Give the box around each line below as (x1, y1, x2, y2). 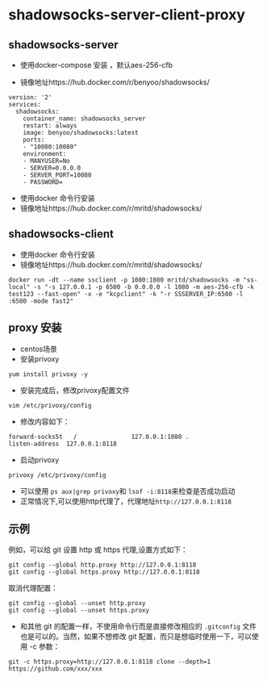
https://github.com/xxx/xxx (8, 665, 103, 673)
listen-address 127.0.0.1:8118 (8, 440, 117, 448)
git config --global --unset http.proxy (8, 600, 147, 608)
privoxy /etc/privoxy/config (8, 470, 106, 479)
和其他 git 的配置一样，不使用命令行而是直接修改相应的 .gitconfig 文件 (19, 621, 257, 631)
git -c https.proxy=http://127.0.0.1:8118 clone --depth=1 (8, 658, 211, 666)
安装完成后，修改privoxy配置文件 (19, 385, 131, 395)
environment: (23, 150, 67, 158)
